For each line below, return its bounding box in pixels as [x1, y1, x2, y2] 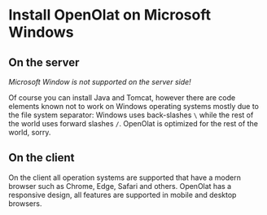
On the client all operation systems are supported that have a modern [8, 173, 242, 182]
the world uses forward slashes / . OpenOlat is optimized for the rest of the [8, 119, 259, 128]
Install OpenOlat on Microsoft [8, 6, 212, 24]
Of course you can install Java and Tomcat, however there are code [8, 93, 236, 103]
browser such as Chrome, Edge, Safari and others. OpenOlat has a [8, 181, 232, 191]
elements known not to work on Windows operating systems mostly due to [8, 102, 259, 111]
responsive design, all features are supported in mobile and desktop [8, 190, 237, 200]
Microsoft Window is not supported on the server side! [8, 77, 191, 86]
